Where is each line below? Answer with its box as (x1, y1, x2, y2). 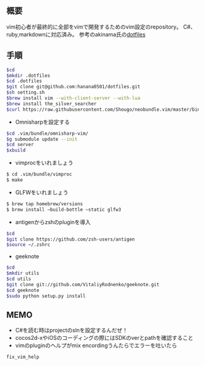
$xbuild (6, 147, 26, 153)
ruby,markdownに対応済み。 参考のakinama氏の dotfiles (6, 30, 146, 38)
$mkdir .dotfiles (6, 72, 51, 79)
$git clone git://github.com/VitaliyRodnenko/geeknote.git (6, 281, 160, 287)
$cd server (6, 142, 34, 148)
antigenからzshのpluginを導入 (15, 218, 91, 225)
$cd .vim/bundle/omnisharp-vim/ (6, 130, 88, 136)
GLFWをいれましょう (15, 188, 69, 196)
